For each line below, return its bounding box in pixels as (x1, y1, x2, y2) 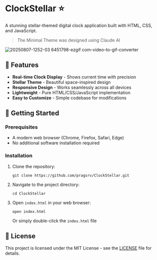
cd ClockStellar (12, 191, 46, 196)
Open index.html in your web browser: (12, 200, 91, 206)
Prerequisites (5, 124, 38, 130)
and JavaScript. (5, 27, 37, 33)
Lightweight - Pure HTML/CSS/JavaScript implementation (12, 89, 130, 95)
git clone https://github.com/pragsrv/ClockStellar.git (12, 173, 129, 178)
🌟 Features (5, 61, 39, 69)
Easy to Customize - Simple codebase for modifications (12, 95, 126, 101)
